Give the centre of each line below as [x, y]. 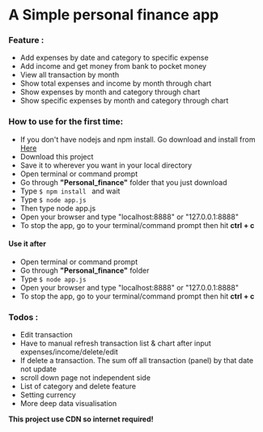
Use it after [28, 244]
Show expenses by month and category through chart [110, 92]
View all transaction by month [70, 75]
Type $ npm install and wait [70, 191]
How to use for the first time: [66, 121]
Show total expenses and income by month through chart [116, 83]
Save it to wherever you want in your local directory [106, 165]
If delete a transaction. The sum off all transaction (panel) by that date [136, 361]
